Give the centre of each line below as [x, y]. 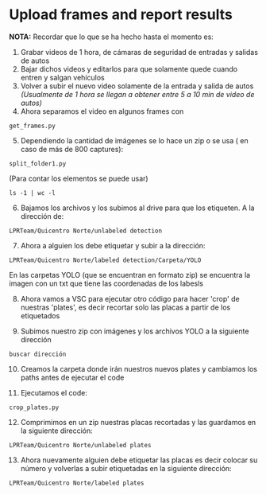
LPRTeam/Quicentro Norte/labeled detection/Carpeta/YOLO [105, 260]
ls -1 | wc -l [33, 193]
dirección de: [42, 216]
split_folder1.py [38, 164]
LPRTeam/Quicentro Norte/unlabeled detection [85, 231]
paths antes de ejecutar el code [72, 377]
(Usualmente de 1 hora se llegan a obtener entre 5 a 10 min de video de [137, 94]
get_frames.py [33, 126]
